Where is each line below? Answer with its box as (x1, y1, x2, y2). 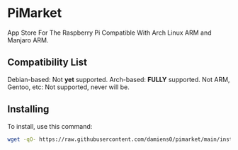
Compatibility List (7, 57, 87, 69)
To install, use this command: (7, 122, 93, 130)
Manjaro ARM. (7, 35, 49, 44)
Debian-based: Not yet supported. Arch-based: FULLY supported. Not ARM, (7, 75, 230, 83)
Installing (7, 103, 50, 115)
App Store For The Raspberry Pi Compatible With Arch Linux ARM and (7, 28, 212, 37)
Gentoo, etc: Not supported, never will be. (7, 83, 130, 91)
